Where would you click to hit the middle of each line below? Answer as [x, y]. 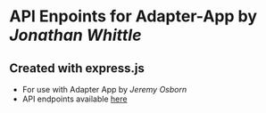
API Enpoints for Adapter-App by [133, 16]
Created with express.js [77, 68]
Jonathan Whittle [75, 35]
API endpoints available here [75, 99]
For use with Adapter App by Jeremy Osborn [104, 89]
